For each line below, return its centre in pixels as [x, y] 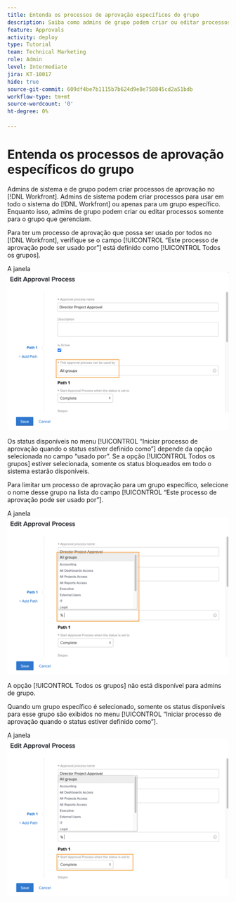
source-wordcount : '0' [40, 104]
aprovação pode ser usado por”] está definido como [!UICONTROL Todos [114, 247]
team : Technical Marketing [47, 52]
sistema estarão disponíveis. [48, 471]
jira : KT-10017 [29, 74]
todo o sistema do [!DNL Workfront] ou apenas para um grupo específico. [114, 203]
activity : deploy [33, 37]
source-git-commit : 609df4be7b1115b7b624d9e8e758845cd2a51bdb [100, 89]
